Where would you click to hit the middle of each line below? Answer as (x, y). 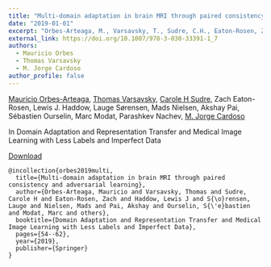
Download (25, 156)
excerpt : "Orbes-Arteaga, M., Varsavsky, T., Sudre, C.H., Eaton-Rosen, (133, 31)
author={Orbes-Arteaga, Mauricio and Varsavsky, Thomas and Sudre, (131, 192)
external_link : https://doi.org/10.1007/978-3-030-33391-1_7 (113, 38)
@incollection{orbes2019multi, (61, 170)
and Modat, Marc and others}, (59, 213)
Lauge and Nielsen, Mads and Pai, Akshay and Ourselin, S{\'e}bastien (129, 206)
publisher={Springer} (52, 248)
